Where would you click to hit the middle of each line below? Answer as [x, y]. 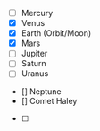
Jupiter [34, 54]
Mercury [37, 13]
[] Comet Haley [49, 101]
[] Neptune [41, 92]
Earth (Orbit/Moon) [56, 33]
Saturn [33, 64]
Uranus [35, 74]
